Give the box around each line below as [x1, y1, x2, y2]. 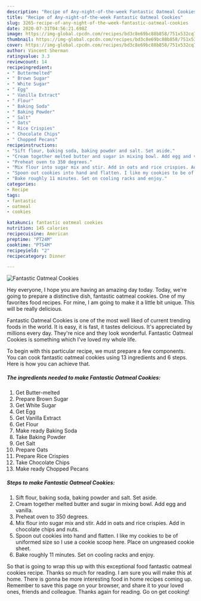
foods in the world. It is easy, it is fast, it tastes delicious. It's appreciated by [7, 324, 193, 331]
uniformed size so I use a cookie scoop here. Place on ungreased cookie [15, 539, 194, 546]
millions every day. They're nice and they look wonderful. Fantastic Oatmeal [7, 330, 193, 337]
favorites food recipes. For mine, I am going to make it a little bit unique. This [7, 299, 195, 306]
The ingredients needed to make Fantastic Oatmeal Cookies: [7, 374, 161, 381]
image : [7, 31, 23, 37]
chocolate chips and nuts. [15, 526, 79, 533]
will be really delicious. [7, 306, 63, 313]
